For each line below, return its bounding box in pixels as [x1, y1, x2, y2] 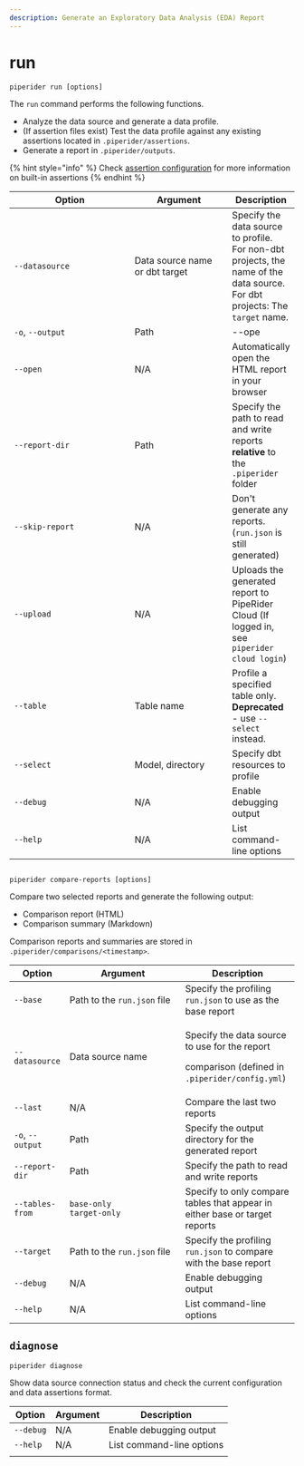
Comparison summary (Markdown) [22, 917, 154, 929]
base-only [69, 1199, 111, 1209]
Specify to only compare [185, 1185, 290, 1198]
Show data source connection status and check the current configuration [9, 1377, 282, 1388]
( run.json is [232, 526, 282, 539]
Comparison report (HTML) [22, 908, 125, 919]
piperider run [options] [9, 83, 103, 92]
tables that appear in [185, 1196, 273, 1209]
